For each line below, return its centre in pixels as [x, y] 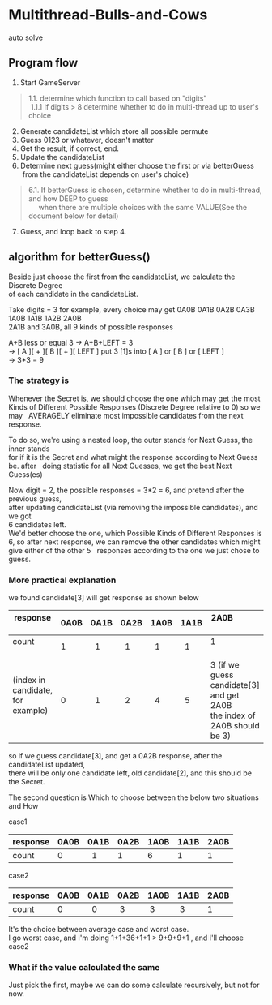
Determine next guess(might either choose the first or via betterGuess [137, 165]
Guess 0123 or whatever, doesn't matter [87, 140]
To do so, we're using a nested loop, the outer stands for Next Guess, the [131, 440]
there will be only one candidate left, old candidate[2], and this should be [130, 773]
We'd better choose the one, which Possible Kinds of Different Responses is [135, 533]
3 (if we [225, 665]
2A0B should [235, 726]
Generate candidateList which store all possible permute [114, 131]
